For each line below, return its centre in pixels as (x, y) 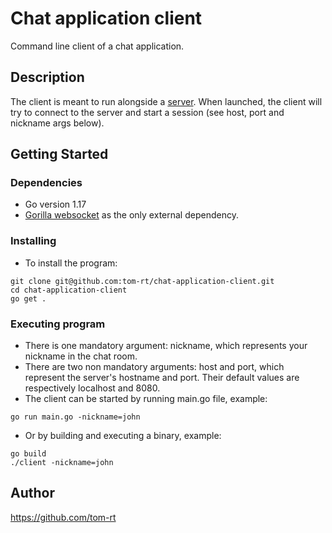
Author (32, 493)
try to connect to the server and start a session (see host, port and (147, 112)
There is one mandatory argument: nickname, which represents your (166, 346)
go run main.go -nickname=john (75, 417)
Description (47, 77)
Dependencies (46, 183)
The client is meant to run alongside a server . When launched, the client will (166, 101)
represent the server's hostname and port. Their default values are (162, 378)
